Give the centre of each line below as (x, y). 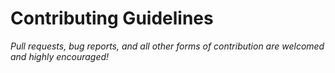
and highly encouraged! (60, 56)
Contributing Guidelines (112, 18)
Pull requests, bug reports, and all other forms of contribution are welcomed (167, 46)
